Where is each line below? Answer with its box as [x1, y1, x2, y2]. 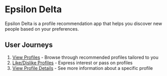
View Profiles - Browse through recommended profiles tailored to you [12, 54, 159, 60]
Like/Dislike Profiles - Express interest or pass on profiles [12, 60, 133, 66]
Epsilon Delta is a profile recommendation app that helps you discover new [5, 20, 162, 27]
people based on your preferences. [5, 26, 79, 32]
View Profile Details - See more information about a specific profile [12, 65, 153, 71]
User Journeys [5, 41, 53, 49]
